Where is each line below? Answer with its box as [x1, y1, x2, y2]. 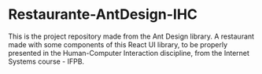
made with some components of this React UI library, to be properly [8, 39, 228, 49]
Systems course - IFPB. [8, 57, 85, 66]
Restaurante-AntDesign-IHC [8, 6, 198, 24]
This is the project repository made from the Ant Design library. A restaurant [8, 31, 254, 41]
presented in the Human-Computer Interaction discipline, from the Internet [8, 48, 250, 57]
